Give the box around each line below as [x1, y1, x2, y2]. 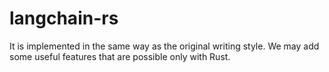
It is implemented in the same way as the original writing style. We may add [9, 40, 320, 52]
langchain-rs [9, 7, 119, 30]
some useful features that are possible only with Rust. [9, 50, 231, 62]
